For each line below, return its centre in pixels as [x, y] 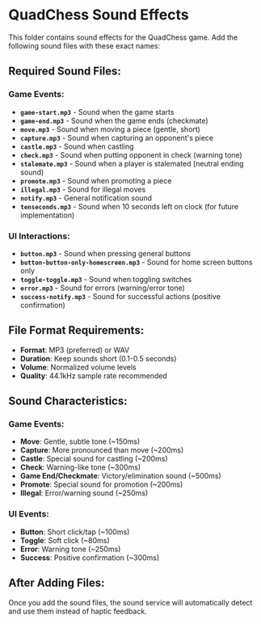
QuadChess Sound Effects [99, 15]
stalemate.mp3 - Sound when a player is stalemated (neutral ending [132, 163]
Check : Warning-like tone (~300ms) [80, 467]
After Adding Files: [57, 583]
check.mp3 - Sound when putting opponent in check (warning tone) [131, 154]
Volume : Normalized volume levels [78, 367]
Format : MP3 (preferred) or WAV [75, 350]
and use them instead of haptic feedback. [78, 611]
